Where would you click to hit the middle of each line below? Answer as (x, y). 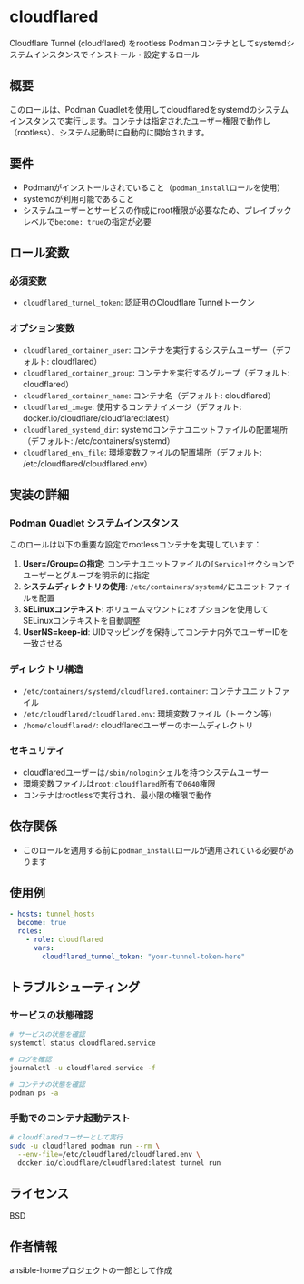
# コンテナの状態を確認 (48, 1084)
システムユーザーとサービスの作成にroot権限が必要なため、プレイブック (157, 210)
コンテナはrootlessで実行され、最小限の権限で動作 (117, 795)
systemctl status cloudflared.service (83, 1043)
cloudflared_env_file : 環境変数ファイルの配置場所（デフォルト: (142, 452)
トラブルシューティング (75, 987)
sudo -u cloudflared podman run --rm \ (85, 1146)
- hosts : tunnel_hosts (52, 914)
